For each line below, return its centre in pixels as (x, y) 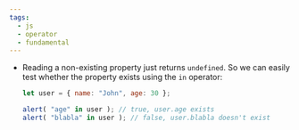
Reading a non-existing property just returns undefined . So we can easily (156, 68)
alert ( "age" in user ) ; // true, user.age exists (118, 110)
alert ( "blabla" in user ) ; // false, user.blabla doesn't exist (146, 118)
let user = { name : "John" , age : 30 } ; (96, 93)
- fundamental (43, 42)
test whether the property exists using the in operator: (122, 77)
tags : (19, 17)
